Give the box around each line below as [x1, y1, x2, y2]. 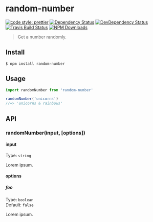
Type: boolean [5, 197, 34, 203]
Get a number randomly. [17, 34, 66, 40]
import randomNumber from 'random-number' [5, 87, 93, 92]
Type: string [5, 152, 31, 158]
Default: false [5, 202, 34, 208]
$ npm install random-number [5, 61, 65, 66]
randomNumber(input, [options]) [5, 129, 86, 136]
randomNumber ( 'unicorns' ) [5, 96, 58, 101]
